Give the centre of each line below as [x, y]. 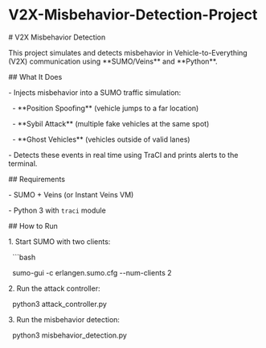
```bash [24, 257]
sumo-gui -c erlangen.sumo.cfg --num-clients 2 [92, 272]
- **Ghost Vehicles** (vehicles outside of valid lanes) [101, 139]
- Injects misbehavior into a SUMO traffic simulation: [95, 92]
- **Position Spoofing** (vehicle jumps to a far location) [105, 108]
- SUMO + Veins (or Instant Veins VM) [71, 194]
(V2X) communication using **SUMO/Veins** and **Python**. [113, 61]
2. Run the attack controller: [54, 288]
